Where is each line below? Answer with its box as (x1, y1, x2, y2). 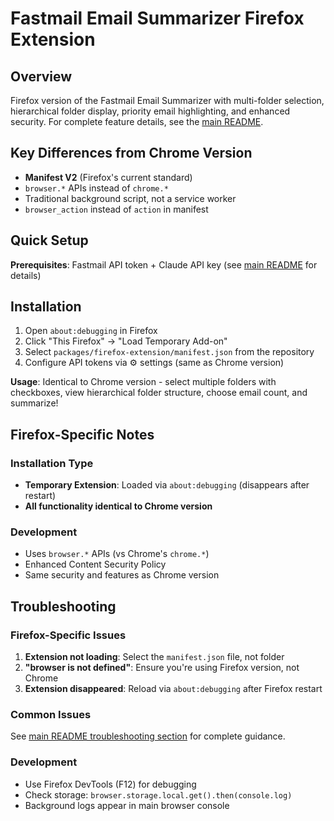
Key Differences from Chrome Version (10, 145, 253, 162)
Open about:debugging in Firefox (24, 325, 158, 337)
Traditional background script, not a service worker (24, 192, 237, 204)
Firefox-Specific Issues (10, 628, 127, 642)
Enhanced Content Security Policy (24, 558, 167, 571)
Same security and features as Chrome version (24, 569, 220, 581)
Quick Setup (10, 232, 89, 249)
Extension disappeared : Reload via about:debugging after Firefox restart (24, 683, 323, 695)
